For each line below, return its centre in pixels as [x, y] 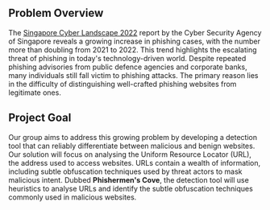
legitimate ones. [35, 93]
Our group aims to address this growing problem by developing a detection [133, 137]
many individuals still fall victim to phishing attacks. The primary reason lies [133, 75]
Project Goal [40, 118]
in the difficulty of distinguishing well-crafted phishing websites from [123, 84]
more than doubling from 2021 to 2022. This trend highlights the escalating [133, 49]
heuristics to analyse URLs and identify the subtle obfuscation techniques [131, 188]
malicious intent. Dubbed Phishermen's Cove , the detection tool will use [129, 179]
